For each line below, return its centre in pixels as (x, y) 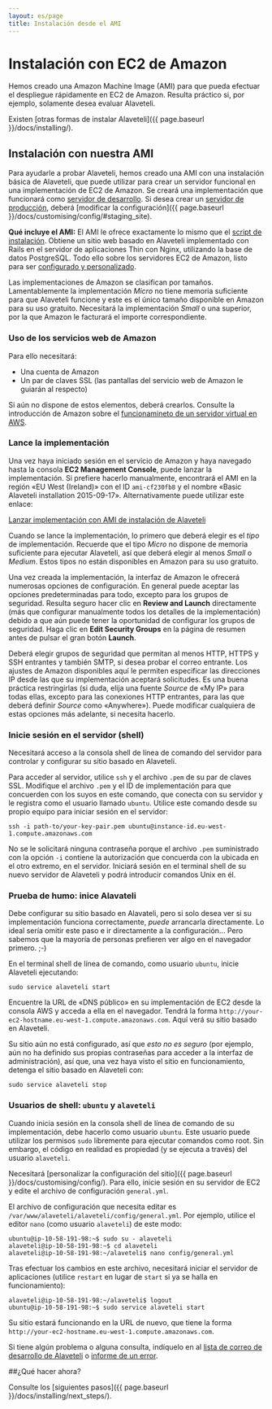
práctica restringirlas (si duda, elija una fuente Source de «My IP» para (127, 687)
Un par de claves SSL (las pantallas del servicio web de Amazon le (132, 380)
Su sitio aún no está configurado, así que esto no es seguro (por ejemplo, (131, 1044)
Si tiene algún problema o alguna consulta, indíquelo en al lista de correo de (135, 1346)
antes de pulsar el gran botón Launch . (72, 637)
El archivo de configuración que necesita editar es (93, 1206)
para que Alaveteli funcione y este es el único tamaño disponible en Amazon (136, 300)
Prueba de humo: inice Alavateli (72, 896)
